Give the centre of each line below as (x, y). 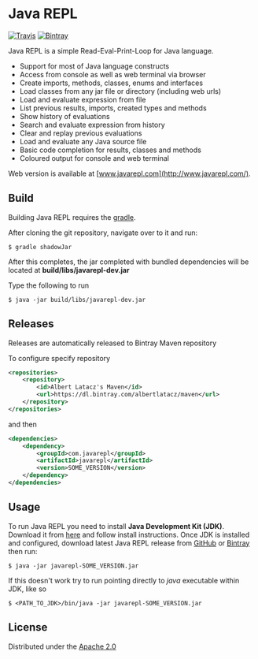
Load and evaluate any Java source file (83, 141)
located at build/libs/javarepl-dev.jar (69, 270)
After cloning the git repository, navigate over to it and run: (103, 233)
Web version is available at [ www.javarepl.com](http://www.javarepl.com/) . (129, 173)
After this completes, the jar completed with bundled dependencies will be (129, 262)
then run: (23, 551)
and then (22, 424)
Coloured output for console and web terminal (94, 158)
